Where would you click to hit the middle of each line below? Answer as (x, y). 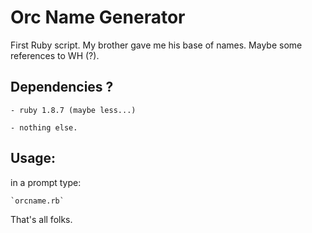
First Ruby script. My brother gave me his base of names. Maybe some (156, 45)
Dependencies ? (62, 87)
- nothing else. (44, 127)
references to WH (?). (55, 55)
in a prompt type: (46, 182)
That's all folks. (41, 219)
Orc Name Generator (98, 17)
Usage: (33, 158)
